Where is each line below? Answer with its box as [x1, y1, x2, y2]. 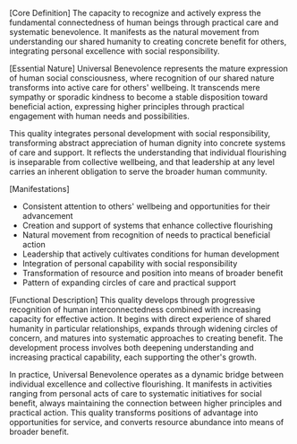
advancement [21, 211, 73, 221]
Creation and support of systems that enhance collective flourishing [21, 220, 274, 231]
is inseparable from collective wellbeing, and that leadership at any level [9, 157, 276, 167]
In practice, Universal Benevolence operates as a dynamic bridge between [9, 370, 284, 379]
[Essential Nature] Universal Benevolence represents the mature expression [9, 63, 289, 74]
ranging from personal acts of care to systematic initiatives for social [9, 388, 262, 398]
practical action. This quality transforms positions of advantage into [9, 407, 259, 418]
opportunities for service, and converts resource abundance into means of [9, 417, 284, 427]
